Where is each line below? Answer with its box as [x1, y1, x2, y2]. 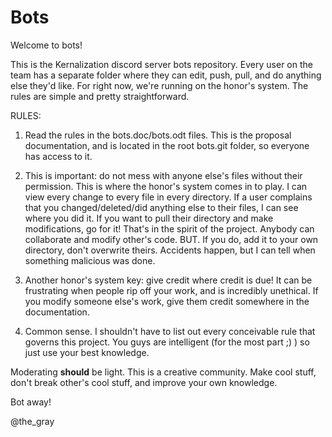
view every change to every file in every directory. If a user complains [24, 191, 313, 203]
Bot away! [10, 396, 52, 408]
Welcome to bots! [10, 39, 83, 51]
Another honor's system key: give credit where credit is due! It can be [24, 274, 313, 286]
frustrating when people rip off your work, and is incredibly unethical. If [24, 284, 319, 296]
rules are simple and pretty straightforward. [10, 90, 190, 102]
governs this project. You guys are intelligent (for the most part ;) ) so [24, 336, 310, 348]
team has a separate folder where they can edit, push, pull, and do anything [10, 69, 322, 81]
